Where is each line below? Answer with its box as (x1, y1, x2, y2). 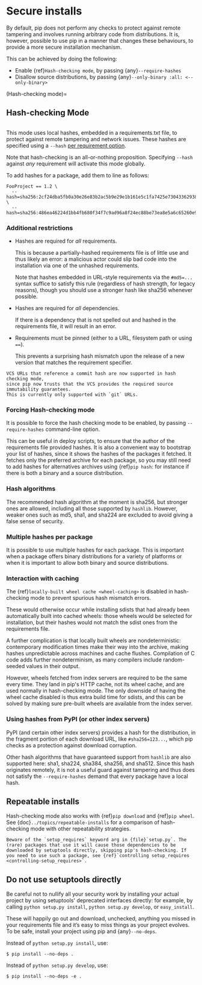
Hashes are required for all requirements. (14, 237, 117, 245)
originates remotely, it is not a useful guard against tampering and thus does (6, 766, 195, 773)
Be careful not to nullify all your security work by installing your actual (6, 890, 179, 897)
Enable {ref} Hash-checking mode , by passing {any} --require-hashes (14, 66, 182, 74)
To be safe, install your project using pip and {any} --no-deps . (6, 928, 158, 935)
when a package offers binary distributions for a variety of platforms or (6, 552, 182, 559)
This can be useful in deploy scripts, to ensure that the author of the (6, 438, 175, 445)
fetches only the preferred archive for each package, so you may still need (6, 457, 191, 464)
